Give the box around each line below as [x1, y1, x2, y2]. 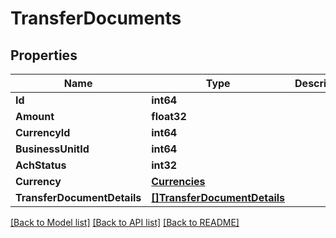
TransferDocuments [10, 7, 182, 30]
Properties [10, 47, 78, 64]
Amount [15, 110, 55, 123]
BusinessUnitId [15, 142, 90, 156]
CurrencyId [15, 126, 71, 139]
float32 [151, 110, 187, 123]
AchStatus [15, 158, 67, 172]
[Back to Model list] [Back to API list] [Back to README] [10, 217, 240, 228]
